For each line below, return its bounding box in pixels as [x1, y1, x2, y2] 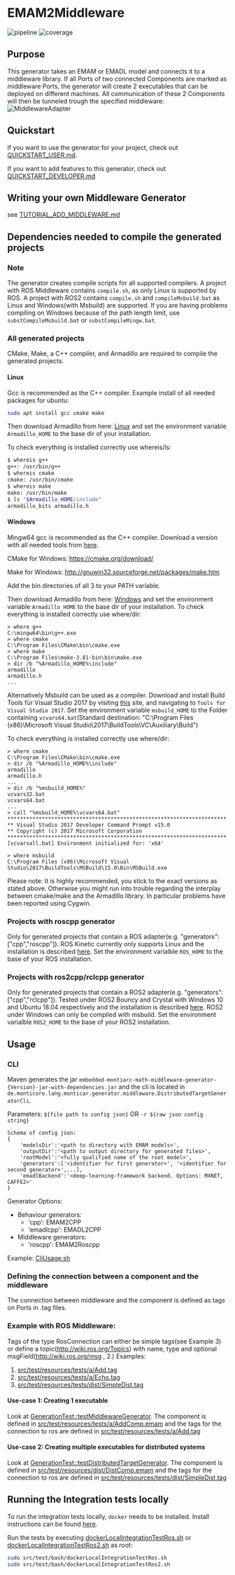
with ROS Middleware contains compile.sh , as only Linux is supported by [7, 286, 217, 295]
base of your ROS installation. [7, 955, 93, 963]
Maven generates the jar [7, 1075, 78, 1084]
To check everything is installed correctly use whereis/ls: [7, 443, 171, 451]
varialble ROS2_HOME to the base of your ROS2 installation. [7, 1018, 171, 1026]
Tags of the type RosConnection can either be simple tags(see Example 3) [7, 1337, 222, 1345]
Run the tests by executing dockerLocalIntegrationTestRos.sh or [7, 1533, 192, 1541]
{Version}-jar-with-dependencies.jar [7, 1084, 117, 1091]
